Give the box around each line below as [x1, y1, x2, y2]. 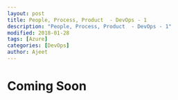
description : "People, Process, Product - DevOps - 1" [7, 23, 172, 30]
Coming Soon [7, 79, 87, 94]
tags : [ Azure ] [7, 36, 48, 43]
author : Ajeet [7, 49, 48, 56]
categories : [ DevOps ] [7, 42, 70, 49]
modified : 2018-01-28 [7, 29, 70, 37]
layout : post [7, 10, 45, 17]
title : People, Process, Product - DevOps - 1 [7, 17, 148, 23]
